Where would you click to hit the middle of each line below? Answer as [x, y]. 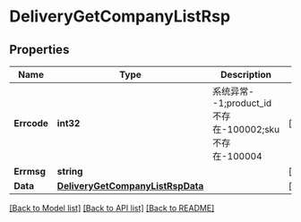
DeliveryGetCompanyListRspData [130, 186]
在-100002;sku [246, 129]
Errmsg [30, 171]
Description [246, 75]
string [70, 171]
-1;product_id [242, 103]
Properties [39, 50]
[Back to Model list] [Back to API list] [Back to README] [112, 208]
